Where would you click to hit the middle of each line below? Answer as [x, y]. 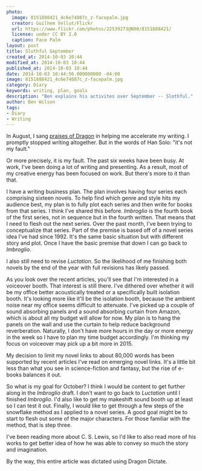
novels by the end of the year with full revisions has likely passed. [88, 268]
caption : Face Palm [36, 40]
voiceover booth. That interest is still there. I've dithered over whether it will [100, 286]
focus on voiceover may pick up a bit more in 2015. [70, 344]
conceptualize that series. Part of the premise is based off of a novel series [100, 230]
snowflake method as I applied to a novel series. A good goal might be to [97, 412]
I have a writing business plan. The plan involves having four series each [97, 192]
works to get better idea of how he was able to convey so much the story [97, 443]
